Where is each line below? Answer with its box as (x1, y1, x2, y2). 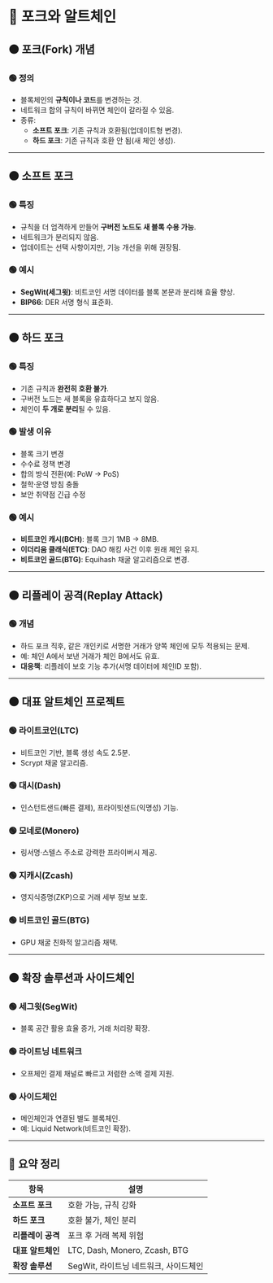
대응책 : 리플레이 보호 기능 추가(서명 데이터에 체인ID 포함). (19, 661, 201, 671)
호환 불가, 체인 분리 (67, 1214, 136, 1225)
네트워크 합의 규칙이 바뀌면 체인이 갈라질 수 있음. (19, 105, 175, 115)
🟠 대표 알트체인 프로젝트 (8, 695, 126, 709)
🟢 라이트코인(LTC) (8, 725, 80, 736)
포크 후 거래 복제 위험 (67, 1229, 145, 1241)
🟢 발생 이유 (8, 426, 52, 438)
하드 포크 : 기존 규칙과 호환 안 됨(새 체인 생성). (32, 135, 176, 145)
